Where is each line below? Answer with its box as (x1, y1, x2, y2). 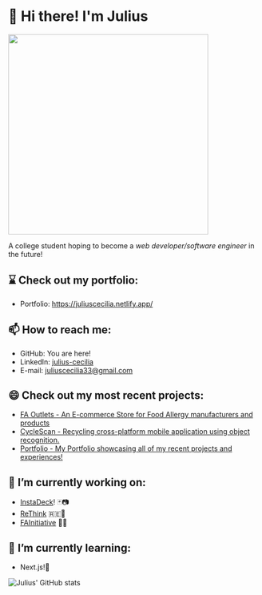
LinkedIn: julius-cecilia (19, 356, 94, 367)
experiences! (19, 452, 63, 462)
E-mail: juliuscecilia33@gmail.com (19, 365, 133, 375)
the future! (8, 249, 43, 259)
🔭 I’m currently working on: (8, 476, 146, 489)
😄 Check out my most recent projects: (8, 388, 204, 402)
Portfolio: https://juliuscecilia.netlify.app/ (19, 299, 153, 308)
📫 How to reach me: (8, 324, 112, 337)
